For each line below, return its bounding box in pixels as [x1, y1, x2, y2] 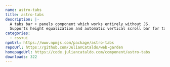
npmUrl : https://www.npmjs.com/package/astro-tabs [5, 40, 114, 45]
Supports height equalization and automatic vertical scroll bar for [10, 26, 159, 31]
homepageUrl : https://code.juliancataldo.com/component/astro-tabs [5, 49, 151, 54]
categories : [5, 31, 30, 36]
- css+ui [10, 36, 28, 41]
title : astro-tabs [5, 12, 44, 17]
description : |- [5, 17, 39, 22]
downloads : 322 [5, 54, 37, 59]
